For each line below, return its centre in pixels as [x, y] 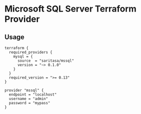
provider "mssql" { [24, 90]
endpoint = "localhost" [33, 95]
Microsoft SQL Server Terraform [70, 9]
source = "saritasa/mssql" [46, 61]
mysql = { [23, 57]
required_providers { [31, 52]
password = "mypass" [30, 103]
